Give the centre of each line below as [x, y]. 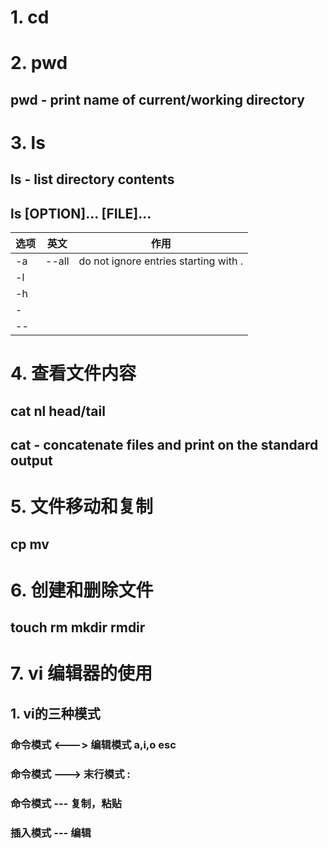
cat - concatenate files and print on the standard [164, 445]
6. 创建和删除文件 [82, 590]
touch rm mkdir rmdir [78, 627]
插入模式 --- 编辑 [51, 833]
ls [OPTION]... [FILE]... [81, 213]
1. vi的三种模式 [55, 713]
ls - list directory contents [92, 179]
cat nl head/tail [58, 411]
